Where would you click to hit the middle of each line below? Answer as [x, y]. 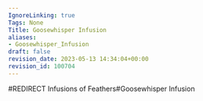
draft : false [29, 52]
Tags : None [26, 23]
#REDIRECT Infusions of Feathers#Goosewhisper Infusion [101, 88]
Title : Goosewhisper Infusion [58, 30]
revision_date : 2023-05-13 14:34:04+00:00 [78, 60]
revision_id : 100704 [42, 67]
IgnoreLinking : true [42, 15]
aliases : [22, 37]
